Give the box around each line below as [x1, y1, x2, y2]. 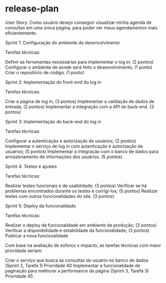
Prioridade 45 [5, 273, 33, 279]
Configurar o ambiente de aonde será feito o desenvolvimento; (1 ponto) [5, 64, 153, 70]
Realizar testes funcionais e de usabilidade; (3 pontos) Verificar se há [5, 183, 147, 189]
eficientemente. [5, 30, 37, 36]
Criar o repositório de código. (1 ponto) [5, 69, 85, 75]
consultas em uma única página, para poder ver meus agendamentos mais [5, 24, 158, 30]
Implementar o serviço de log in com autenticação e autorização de [5, 143, 143, 149]
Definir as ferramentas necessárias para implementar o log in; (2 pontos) [5, 59, 154, 65]
